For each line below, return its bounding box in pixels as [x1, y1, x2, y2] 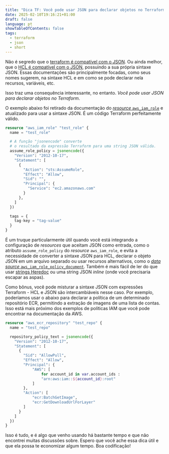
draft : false [5, 17, 33, 22]
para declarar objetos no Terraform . [5, 95, 80, 101]
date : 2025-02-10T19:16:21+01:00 [5, 12, 75, 17]
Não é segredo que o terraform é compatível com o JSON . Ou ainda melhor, [5, 58, 162, 64]
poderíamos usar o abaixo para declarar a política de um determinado [5, 295, 150, 300]
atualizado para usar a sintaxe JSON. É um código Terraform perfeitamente [5, 110, 161, 116]
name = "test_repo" [10, 325, 51, 330]
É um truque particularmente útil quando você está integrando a [5, 237, 138, 243]
